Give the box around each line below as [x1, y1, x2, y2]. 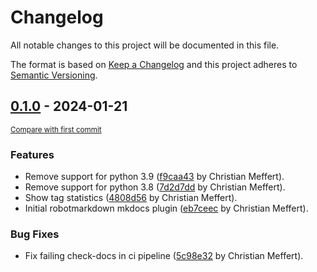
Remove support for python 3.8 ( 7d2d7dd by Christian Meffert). [24, 181, 286, 193]
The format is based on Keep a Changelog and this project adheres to [10, 58, 298, 70]
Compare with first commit [10, 124, 102, 135]
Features [10, 147, 55, 161]
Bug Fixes [10, 227, 60, 241]
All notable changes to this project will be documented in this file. [10, 39, 280, 51]
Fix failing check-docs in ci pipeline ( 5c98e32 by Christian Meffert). [24, 250, 304, 262]
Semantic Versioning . [10, 69, 98, 81]
